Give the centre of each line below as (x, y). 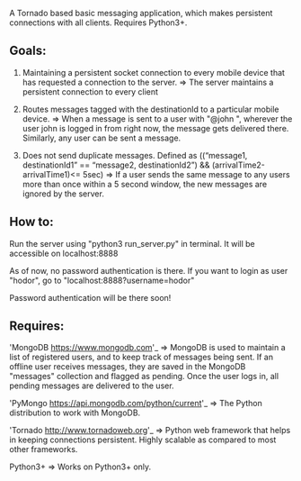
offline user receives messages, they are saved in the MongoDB (128, 367)
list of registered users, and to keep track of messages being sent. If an (142, 357)
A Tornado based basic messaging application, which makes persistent (141, 13)
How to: (31, 222)
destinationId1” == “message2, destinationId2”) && (116, 165)
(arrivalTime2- (238, 165)
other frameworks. (44, 449)
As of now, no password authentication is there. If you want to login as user (149, 270)
